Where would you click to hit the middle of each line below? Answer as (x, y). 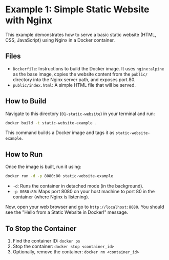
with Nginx (29, 20)
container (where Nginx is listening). (51, 197)
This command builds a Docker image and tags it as (60, 133)
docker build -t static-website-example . (51, 123)
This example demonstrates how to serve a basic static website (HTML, (81, 34)
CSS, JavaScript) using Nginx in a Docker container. (60, 40)
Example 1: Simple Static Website (77, 10)
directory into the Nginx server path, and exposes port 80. (74, 79)
